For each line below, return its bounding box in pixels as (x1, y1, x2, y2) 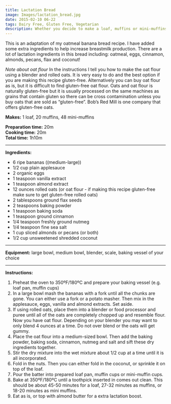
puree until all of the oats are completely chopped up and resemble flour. (12, 312, 166, 318)
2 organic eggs (12, 170, 45, 176)
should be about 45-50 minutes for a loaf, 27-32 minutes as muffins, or (12, 382, 162, 388)
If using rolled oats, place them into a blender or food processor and (12, 306, 156, 313)
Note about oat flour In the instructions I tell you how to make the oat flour (5, 67, 161, 73)
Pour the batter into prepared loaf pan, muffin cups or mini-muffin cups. (12, 371, 164, 378)
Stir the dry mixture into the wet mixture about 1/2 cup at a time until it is (12, 350, 164, 356)
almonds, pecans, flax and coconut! (5, 56, 80, 63)
